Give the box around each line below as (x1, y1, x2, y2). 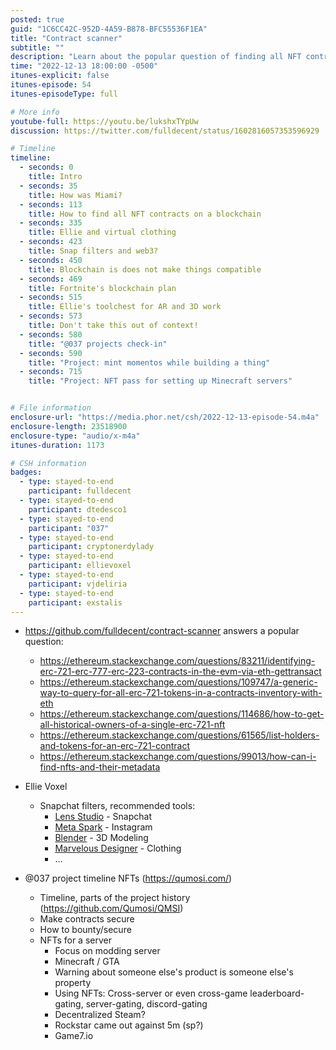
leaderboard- (249, 987, 305, 1000)
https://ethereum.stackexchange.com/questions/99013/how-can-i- (39, 751, 317, 763)
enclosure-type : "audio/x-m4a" (10, 431, 141, 441)
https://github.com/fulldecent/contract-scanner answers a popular (24, 625, 300, 637)
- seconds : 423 (19, 237, 83, 247)
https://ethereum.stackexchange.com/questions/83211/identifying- (39, 655, 316, 667)
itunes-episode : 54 (10, 80, 92, 90)
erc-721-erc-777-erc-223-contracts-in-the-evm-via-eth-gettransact (39, 666, 322, 678)
